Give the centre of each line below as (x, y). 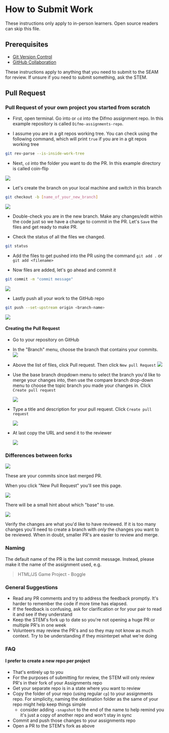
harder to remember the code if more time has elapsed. (70, 603)
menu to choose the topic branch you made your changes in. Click (82, 385)
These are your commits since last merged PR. (54, 476)
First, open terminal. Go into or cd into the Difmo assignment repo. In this (88, 118)
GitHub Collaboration (34, 62)
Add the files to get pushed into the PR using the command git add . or (87, 256)
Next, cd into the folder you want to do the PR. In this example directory (87, 163)
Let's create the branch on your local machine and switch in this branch (87, 188)
